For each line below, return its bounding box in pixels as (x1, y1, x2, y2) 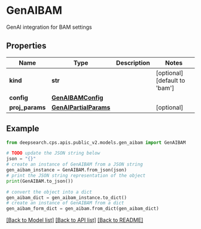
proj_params (9, 103, 46, 112)
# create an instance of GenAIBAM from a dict (6, 200, 124, 206)
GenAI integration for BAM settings (6, 23, 92, 31)
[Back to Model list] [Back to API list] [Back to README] (6, 216, 144, 224)
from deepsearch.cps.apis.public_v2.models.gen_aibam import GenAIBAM (6, 139, 186, 146)
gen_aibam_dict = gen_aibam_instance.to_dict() (6, 194, 127, 201)
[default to (156, 76, 185, 85)
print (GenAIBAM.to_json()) (6, 178, 74, 184)
